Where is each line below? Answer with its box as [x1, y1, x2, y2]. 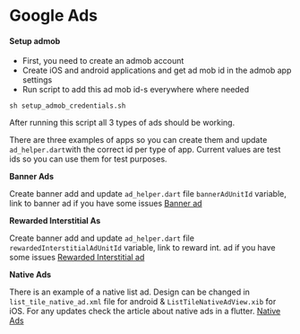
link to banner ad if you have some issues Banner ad [9, 198, 203, 209]
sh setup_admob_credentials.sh [9, 101, 126, 110]
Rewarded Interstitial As [9, 215, 101, 226]
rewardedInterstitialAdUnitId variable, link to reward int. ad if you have [9, 242, 276, 253]
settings [21, 75, 53, 85]
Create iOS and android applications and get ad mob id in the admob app [21, 65, 292, 76]
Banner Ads [9, 171, 54, 182]
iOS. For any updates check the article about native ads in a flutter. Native [9, 306, 281, 317]
